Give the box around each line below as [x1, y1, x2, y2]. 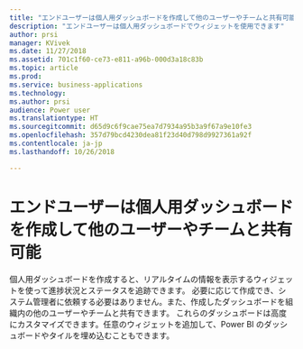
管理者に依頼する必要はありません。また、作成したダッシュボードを [32, 296, 286, 307]
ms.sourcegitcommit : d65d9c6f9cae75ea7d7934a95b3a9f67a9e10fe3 [9, 123, 252, 132]
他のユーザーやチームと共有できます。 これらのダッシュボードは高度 [32, 308, 287, 318]
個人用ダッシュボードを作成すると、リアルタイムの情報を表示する [9, 273, 254, 284]
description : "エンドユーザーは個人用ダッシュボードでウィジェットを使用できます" [9, 22, 285, 31]
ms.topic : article [9, 64, 78, 73]
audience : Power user [9, 106, 91, 115]
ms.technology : [9, 88, 67, 97]
